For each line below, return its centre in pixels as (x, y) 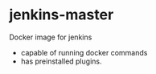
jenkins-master (62, 15)
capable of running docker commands (84, 52)
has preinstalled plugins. (61, 61)
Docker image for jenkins (51, 37)
